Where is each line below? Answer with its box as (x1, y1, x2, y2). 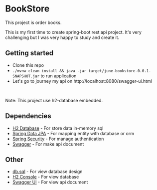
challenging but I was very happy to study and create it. (5, 34, 120, 40)
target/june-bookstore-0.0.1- (88, 68, 151, 73)
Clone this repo (12, 62, 44, 68)
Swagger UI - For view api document (12, 179, 88, 185)
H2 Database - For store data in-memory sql (12, 125, 104, 131)
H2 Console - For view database (12, 174, 79, 180)
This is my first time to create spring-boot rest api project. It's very (5, 29, 142, 35)
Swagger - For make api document (12, 141, 84, 147)
